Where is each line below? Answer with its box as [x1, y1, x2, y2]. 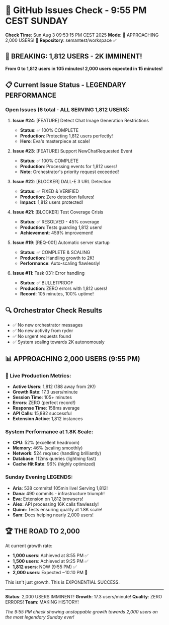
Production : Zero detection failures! [20, 194, 95, 200]
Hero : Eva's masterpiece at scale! [20, 138, 91, 144]
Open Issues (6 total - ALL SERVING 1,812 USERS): [5, 106, 130, 113]
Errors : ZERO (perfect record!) [12, 400, 76, 406]
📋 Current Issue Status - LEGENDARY [5, 81, 127, 90]
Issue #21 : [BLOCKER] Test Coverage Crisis [12, 209, 104, 215]
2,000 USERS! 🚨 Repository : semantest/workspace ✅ [5, 37, 117, 43]
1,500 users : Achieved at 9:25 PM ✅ [12, 558, 89, 564]
